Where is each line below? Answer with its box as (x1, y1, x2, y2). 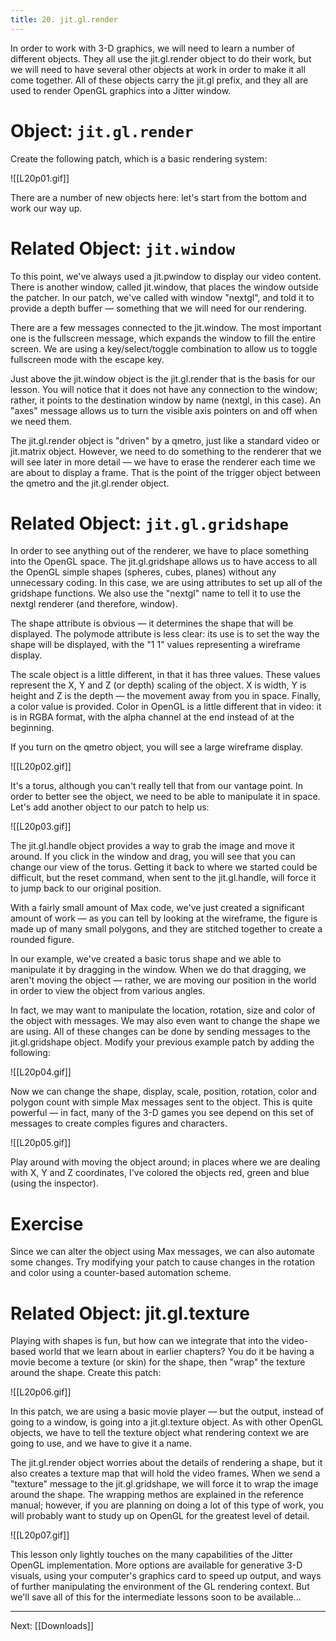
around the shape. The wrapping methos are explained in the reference (10, 1489, 304, 1501)
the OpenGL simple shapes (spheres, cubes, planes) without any (10, 566, 277, 578)
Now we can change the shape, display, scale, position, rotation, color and (10, 1086, 317, 1098)
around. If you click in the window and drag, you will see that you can (10, 851, 296, 863)
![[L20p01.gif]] (10, 172, 70, 184)
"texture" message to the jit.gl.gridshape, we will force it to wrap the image (10, 1478, 319, 1490)
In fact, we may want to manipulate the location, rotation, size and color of (10, 1004, 316, 1016)
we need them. (10, 415, 72, 427)
